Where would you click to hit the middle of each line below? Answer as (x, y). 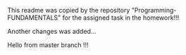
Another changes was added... (52, 31)
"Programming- (154, 10)
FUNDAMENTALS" (34, 18)
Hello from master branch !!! (48, 45)
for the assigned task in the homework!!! (121, 18)
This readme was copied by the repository (69, 10)
